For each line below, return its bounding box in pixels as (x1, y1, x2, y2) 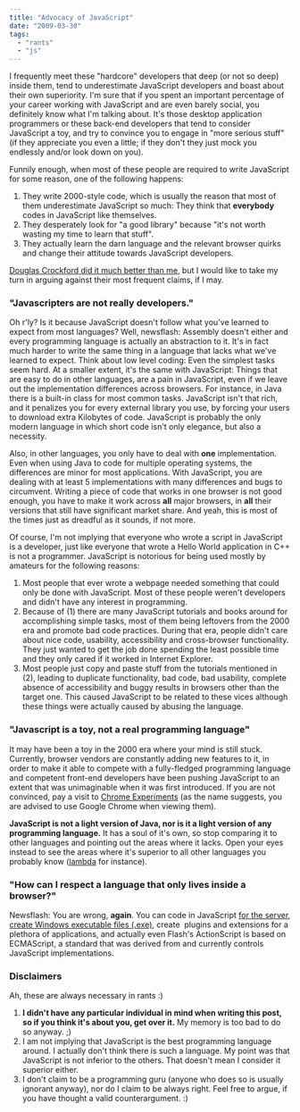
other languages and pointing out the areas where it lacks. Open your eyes (9, 837, 284, 848)
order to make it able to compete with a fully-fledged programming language (9, 763, 291, 773)
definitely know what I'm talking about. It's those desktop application (9, 109, 262, 120)
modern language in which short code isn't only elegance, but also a (9, 422, 262, 432)
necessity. (9, 431, 47, 442)
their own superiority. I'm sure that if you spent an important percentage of (9, 90, 285, 101)
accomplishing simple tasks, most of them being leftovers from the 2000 (21, 615, 290, 626)
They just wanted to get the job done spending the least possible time (21, 644, 279, 655)
